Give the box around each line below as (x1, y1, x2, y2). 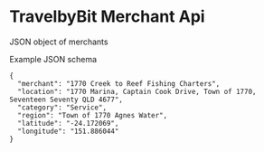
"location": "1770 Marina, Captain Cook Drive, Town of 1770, (17, 87, 257, 96)
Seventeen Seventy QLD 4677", (9, 95, 124, 104)
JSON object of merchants (9, 36, 108, 47)
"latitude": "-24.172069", (17, 119, 119, 128)
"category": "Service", (17, 102, 107, 112)
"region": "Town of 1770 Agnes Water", (17, 110, 168, 119)
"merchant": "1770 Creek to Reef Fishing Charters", (17, 79, 221, 88)
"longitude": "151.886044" (17, 127, 119, 136)
